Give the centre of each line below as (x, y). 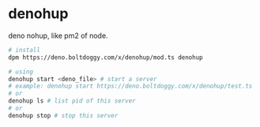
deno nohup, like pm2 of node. (58, 35)
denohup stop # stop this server (63, 115)
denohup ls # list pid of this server (72, 101)
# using (21, 72)
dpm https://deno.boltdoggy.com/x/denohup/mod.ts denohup (106, 57)
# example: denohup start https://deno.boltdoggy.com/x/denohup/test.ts (130, 86)
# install (24, 50)
